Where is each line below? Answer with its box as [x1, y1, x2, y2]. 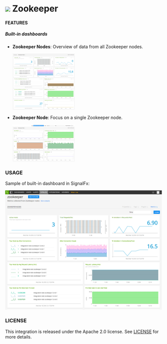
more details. [5, 334, 32, 340]
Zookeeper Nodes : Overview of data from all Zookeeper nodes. [12, 43, 143, 50]
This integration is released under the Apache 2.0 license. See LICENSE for [5, 329, 159, 335]
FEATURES [5, 19, 28, 25]
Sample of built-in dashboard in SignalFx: [5, 180, 90, 186]
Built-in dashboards [5, 31, 48, 37]
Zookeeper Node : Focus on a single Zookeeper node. [12, 114, 123, 120]
